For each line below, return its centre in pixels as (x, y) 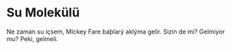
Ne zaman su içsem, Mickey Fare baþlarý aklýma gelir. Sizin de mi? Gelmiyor (116, 32)
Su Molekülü (43, 13)
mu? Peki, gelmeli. (33, 38)
